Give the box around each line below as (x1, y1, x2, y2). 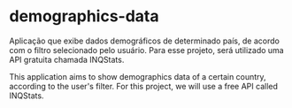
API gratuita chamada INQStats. (9, 54, 125, 65)
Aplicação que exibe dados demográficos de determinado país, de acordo (9, 35, 280, 46)
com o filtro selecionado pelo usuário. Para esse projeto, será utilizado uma (9, 44, 285, 55)
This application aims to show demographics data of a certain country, (9, 71, 267, 81)
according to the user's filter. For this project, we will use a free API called (9, 81, 279, 91)
